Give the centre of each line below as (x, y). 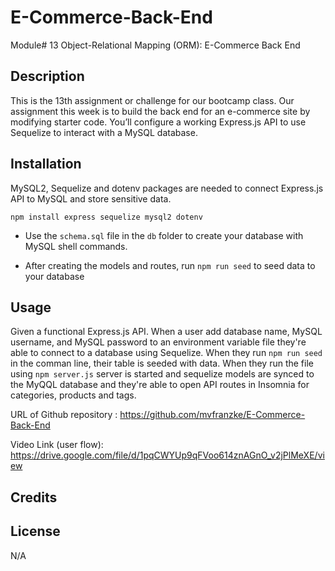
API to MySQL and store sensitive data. (91, 198)
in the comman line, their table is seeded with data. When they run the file (162, 363)
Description (47, 76)
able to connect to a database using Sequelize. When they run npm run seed (166, 353)
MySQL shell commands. (76, 246)
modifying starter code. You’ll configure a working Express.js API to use (158, 122)
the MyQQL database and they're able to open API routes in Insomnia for (160, 385)
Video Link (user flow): (57, 445)
